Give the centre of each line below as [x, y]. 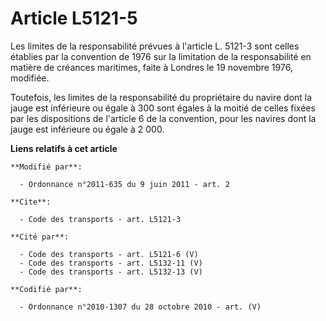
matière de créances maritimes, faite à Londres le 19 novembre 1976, [151, 67]
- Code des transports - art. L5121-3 [100, 219]
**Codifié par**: [46, 289]
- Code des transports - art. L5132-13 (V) [111, 272]
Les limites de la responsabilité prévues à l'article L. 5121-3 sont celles [155, 46]
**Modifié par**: [46, 167]
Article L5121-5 [74, 18]
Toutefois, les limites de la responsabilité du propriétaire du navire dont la [161, 97]
